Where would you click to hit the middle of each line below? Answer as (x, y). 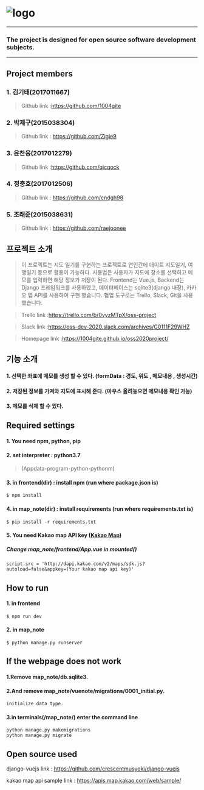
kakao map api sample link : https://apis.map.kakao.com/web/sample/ (94, 781)
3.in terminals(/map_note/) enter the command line (72, 717)
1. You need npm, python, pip (43, 441)
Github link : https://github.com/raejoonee (73, 228)
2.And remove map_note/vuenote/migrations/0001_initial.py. (86, 691)
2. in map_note (25, 630)
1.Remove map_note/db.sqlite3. (47, 677)
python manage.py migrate (39, 735)
